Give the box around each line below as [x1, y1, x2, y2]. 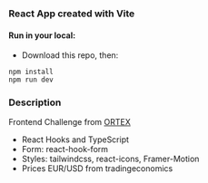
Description [8, 96, 62, 109]
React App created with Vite [8, 7, 135, 20]
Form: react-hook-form [21, 144, 109, 155]
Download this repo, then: [21, 50, 119, 61]
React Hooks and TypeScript [21, 134, 129, 145]
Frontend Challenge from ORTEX [8, 117, 131, 128]
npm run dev [8, 75, 54, 84]
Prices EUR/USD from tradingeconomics [21, 163, 173, 174]
